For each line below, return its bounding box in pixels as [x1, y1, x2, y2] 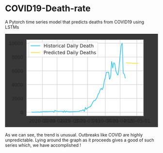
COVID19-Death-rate [5, 3, 91, 14]
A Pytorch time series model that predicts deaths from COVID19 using [5, 19, 145, 25]
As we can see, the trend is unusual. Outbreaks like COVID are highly [5, 132, 143, 138]
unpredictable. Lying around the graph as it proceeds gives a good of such [5, 137, 154, 143]
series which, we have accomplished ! [5, 142, 81, 148]
